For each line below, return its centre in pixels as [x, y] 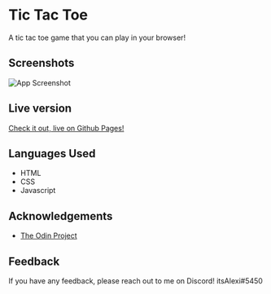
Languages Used [52, 154]
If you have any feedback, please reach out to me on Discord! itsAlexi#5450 [135, 281]
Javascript [38, 191]
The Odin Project [48, 236]
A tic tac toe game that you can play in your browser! [97, 37]
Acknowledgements [61, 216]
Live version [40, 109]
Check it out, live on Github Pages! [66, 128]
